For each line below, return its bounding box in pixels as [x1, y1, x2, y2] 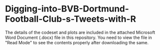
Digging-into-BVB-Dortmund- [5, 3, 129, 14]
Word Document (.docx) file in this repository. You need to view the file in [5, 35, 152, 40]
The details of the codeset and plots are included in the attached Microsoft [5, 29, 155, 35]
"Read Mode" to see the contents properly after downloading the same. [5, 39, 149, 45]
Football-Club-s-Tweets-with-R [5, 13, 137, 25]
